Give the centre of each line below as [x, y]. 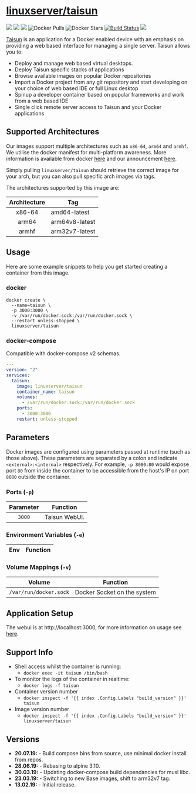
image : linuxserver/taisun [50, 386]
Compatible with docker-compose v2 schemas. [63, 353]
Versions [23, 739]
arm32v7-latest [73, 231]
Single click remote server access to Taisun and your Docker [88, 107]
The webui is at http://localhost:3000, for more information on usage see [94, 627]
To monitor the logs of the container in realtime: [72, 679]
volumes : [27, 397]
